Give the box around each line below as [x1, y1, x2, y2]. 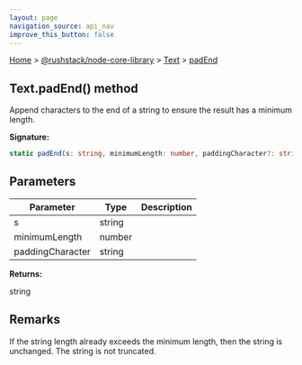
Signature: [9, 132, 49, 142]
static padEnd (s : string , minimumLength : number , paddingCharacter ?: [9, 150, 276, 159]
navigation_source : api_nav [9, 22, 115, 31]
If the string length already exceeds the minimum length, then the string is [9, 335, 283, 347]
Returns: [9, 268, 43, 279]
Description [140, 200, 192, 213]
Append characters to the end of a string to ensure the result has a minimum [9, 105, 293, 115]
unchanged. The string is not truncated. [9, 345, 156, 356]
